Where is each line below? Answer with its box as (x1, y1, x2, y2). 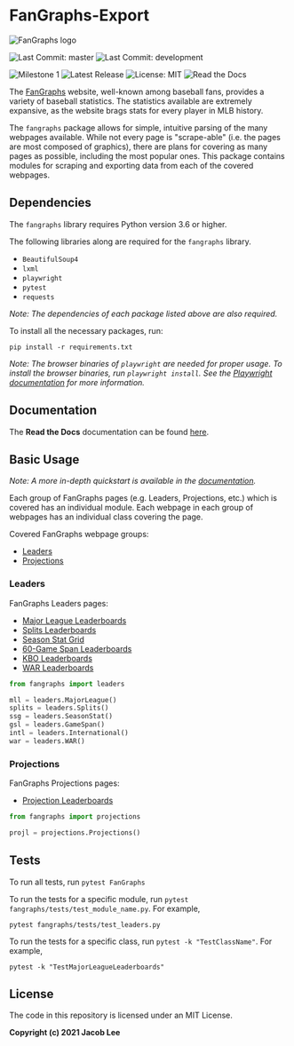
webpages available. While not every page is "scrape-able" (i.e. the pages (9, 131, 282, 142)
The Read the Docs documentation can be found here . (9, 426, 210, 437)
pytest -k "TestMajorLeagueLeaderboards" (9, 963, 165, 971)
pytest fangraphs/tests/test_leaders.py (9, 920, 162, 929)
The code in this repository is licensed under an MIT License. (9, 1010, 233, 1021)
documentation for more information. (9, 376, 145, 387)
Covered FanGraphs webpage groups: (9, 529, 149, 540)
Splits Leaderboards (21, 624, 97, 635)
